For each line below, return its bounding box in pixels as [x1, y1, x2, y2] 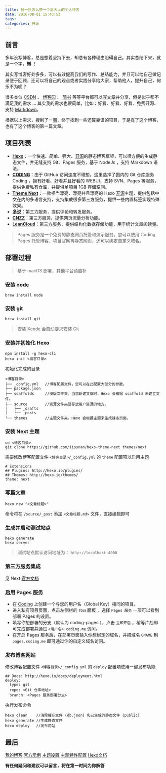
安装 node [5, 281, 29, 288]
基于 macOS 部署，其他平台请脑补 [17, 267, 87, 273]
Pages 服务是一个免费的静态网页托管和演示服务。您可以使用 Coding [17, 231, 156, 237]
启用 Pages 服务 [5, 589, 43, 596]
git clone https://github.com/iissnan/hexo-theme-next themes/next [5, 444, 147, 450]
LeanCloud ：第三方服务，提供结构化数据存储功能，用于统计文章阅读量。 [12, 221, 161, 227]
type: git [9, 683, 30, 687]
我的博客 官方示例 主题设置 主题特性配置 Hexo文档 [5, 752, 107, 758]
